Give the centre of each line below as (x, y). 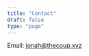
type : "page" (26, 26)
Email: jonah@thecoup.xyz (44, 46)
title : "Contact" (32, 13)
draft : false (26, 20)
